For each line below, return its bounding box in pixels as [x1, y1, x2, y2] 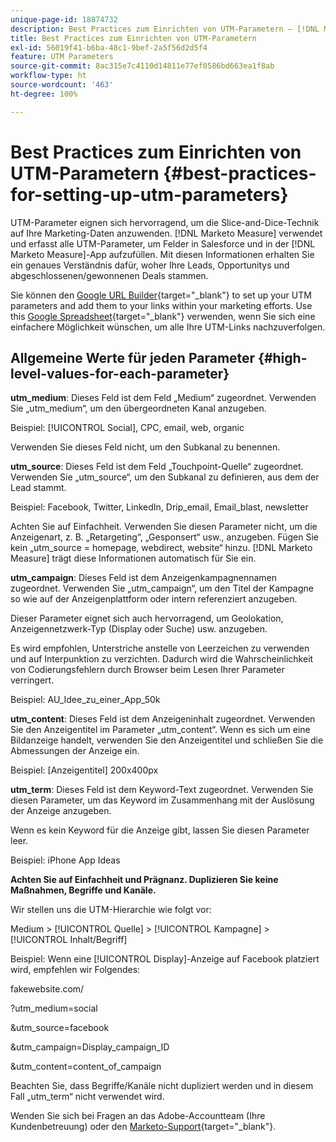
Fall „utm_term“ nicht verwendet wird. [10, 1091, 165, 1103]
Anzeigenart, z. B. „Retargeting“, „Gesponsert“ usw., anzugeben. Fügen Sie [10, 531, 319, 543]
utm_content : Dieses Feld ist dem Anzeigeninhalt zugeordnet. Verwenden [10, 713, 316, 725]
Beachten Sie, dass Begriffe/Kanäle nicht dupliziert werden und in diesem [10, 1080, 314, 1092]
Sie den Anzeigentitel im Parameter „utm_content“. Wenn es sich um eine [10, 724, 311, 736]
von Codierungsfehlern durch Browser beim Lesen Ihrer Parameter [10, 664, 285, 676]
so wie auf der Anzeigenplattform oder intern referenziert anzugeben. [10, 593, 298, 605]
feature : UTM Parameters [10, 52, 114, 62]
